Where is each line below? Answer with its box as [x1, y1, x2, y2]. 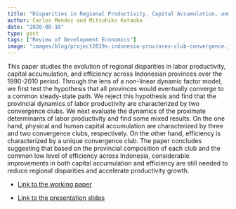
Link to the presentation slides [17, 194, 105, 202]
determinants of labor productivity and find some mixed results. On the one [7, 114, 225, 123]
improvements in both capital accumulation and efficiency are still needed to [7, 159, 228, 167]
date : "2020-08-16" [7, 23, 65, 30]
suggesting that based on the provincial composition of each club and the [7, 144, 221, 152]
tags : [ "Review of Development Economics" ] [7, 36, 137, 43]
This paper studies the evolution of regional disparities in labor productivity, [7, 62, 226, 70]
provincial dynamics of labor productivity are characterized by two [7, 100, 200, 107]
